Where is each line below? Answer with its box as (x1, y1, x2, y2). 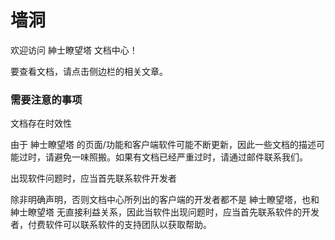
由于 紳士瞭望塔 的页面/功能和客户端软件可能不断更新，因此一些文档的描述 (10, 139, 317, 151)
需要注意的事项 (10, 92, 83, 106)
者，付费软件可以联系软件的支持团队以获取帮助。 (10, 219, 212, 231)
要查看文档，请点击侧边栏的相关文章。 (10, 65, 168, 77)
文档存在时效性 (10, 117, 72, 130)
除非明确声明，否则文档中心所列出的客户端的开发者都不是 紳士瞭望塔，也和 (10, 194, 320, 206)
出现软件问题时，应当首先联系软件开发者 (10, 172, 177, 185)
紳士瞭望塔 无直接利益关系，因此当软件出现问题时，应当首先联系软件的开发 (10, 206, 320, 218)
